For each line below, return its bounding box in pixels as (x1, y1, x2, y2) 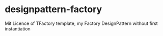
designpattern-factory (5, 4, 102, 15)
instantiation (5, 25, 31, 31)
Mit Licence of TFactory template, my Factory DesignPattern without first (5, 20, 158, 26)
